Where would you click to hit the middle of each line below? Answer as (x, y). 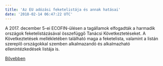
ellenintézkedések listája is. (32, 49)
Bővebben (15, 58)
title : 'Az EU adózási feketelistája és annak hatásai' (63, 10)
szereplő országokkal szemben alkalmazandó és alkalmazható (68, 44)
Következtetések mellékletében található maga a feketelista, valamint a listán (82, 38)
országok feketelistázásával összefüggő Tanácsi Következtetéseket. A (75, 33)
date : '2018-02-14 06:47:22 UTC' (39, 14)
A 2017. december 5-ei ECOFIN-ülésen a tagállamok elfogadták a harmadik (80, 28)
